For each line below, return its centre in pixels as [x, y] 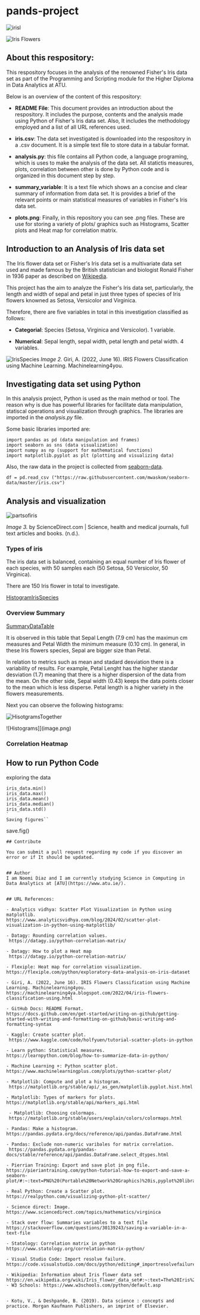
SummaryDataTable [30, 626]
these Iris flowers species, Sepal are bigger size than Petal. [79, 650]
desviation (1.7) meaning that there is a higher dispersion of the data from [96, 674]
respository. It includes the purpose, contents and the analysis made [99, 114]
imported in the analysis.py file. [45, 417]
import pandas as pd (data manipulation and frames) [73, 440]
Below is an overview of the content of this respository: [74, 96]
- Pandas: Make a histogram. [42, 1128]
